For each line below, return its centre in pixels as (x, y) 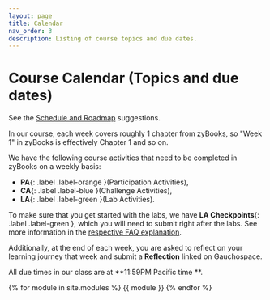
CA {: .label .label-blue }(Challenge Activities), (96, 191)
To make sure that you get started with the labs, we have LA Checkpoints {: (134, 215)
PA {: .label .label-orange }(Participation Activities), (104, 182)
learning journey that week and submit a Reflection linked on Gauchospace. (135, 256)
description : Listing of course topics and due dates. (103, 38)
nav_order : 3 (30, 31)
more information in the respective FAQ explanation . (95, 232)
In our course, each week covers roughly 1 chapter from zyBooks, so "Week (135, 133)
